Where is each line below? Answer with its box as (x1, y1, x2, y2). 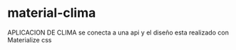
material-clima (7, 5, 96, 21)
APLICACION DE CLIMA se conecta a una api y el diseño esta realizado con (7, 28, 230, 37)
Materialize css (7, 35, 52, 44)
